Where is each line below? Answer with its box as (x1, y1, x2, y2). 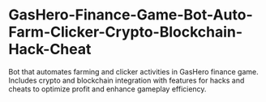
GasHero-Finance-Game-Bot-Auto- (8, 6, 253, 24)
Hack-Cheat (8, 40, 92, 58)
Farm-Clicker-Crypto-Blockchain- (8, 23, 243, 41)
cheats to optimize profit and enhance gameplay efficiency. (8, 83, 207, 94)
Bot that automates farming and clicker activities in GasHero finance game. (8, 66, 260, 76)
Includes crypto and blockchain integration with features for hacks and (8, 75, 245, 85)
